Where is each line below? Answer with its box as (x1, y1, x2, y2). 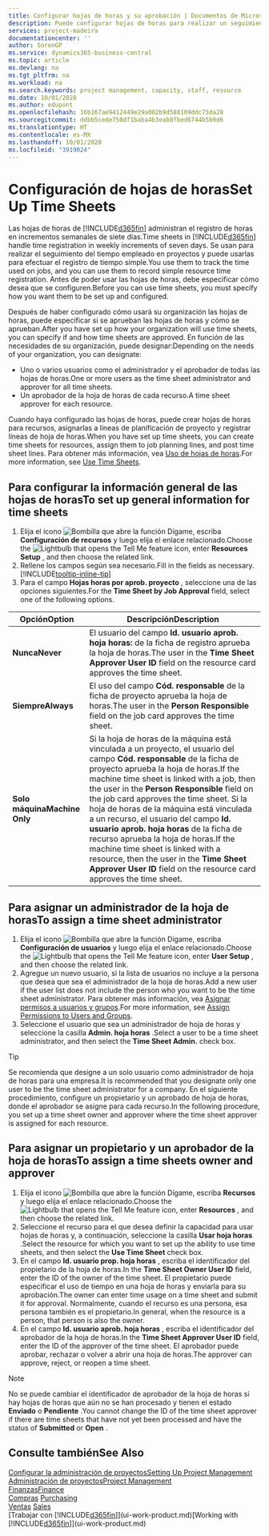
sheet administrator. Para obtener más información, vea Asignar (19, 993, 231, 1003)
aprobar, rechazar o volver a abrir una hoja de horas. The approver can (19, 1350, 252, 1359)
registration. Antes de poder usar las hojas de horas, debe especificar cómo (8, 275, 259, 284)
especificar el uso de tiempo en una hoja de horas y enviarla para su (19, 1281, 247, 1291)
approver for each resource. (19, 399, 114, 409)
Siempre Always (12, 700, 74, 712)
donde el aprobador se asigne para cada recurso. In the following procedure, (8, 1101, 260, 1111)
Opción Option (19, 614, 74, 625)
